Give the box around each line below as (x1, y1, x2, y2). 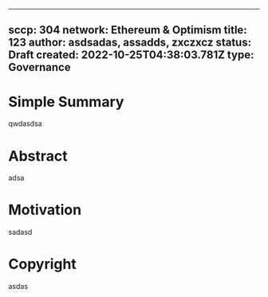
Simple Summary (8, 92, 124, 111)
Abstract (8, 147, 68, 165)
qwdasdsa (8, 119, 42, 128)
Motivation (8, 201, 82, 219)
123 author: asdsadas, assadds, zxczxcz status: (8, 36, 252, 49)
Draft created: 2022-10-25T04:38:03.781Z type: (8, 49, 254, 62)
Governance (8, 61, 71, 74)
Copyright (8, 256, 77, 273)
